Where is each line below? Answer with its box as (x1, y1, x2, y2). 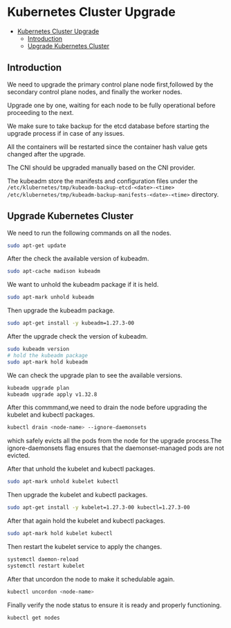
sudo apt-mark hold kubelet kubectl (7, 530, 113, 537)
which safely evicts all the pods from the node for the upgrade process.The (7, 437, 222, 445)
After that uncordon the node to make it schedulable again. (7, 575, 175, 583)
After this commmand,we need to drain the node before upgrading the (7, 403, 207, 412)
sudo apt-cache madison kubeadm (7, 268, 100, 275)
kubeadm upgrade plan (7, 384, 70, 391)
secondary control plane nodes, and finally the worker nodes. (7, 87, 183, 96)
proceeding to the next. (7, 108, 74, 116)
